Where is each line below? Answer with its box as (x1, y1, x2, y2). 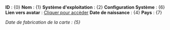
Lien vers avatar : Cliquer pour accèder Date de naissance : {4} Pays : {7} (5, 9, 162, 15)
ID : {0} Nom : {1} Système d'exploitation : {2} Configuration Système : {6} (5, 4, 165, 10)
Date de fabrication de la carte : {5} (5, 19, 81, 25)
